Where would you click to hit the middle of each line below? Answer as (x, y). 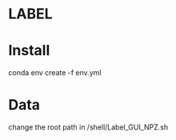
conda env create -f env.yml (55, 73)
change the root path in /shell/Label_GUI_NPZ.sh (88, 127)
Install (29, 51)
